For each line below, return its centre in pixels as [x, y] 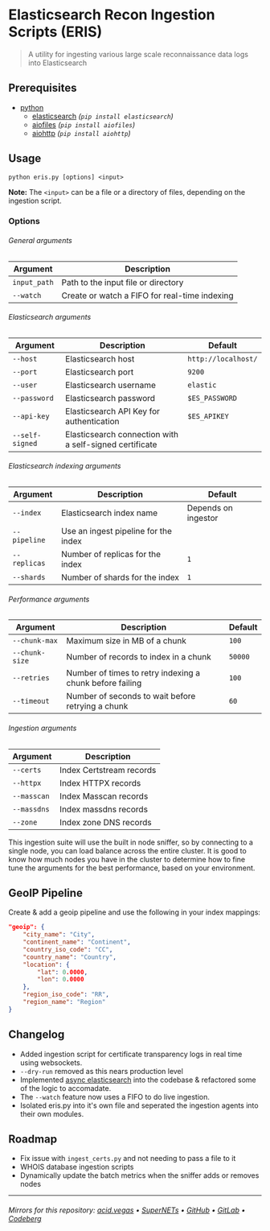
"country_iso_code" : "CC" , [68, 949]
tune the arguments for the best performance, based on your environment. [132, 868]
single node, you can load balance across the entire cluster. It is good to [127, 850]
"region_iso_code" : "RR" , [66, 995]
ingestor [202, 518]
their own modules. [52, 1113]
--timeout [31, 701]
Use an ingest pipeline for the [117, 531]
